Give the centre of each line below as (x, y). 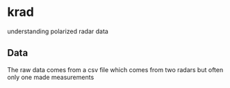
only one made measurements (51, 77)
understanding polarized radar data (58, 31)
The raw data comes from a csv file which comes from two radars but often (115, 69)
